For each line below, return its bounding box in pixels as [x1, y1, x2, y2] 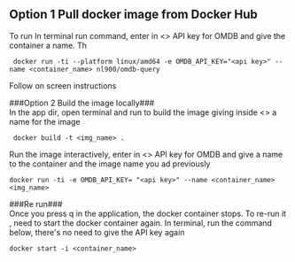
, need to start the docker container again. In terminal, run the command [9, 217, 273, 228]
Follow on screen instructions [9, 80, 117, 91]
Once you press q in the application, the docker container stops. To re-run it [9, 208, 286, 219]
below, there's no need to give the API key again [9, 227, 185, 237]
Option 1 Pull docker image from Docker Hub [9, 7, 259, 22]
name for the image [9, 116, 82, 127]
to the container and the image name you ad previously [9, 158, 211, 169]
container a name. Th [9, 40, 87, 50]
